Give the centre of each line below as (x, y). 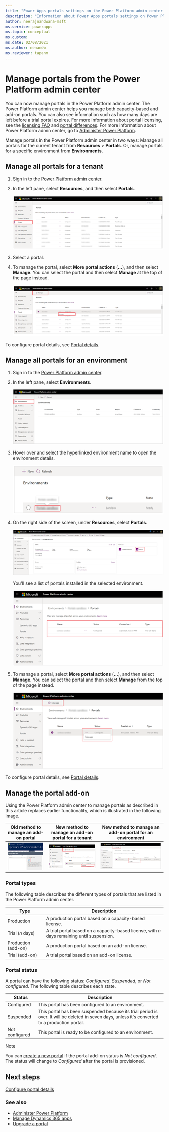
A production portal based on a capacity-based (95, 918)
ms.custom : (17, 37)
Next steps (23, 1077)
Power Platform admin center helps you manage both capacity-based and (82, 109)
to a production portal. (61, 1023)
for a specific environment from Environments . (54, 151)
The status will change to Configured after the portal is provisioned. (75, 1061)
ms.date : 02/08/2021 (27, 43)
